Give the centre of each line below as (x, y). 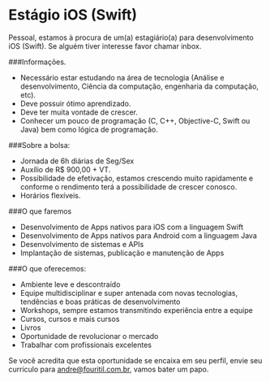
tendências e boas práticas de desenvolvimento (100, 302)
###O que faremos (40, 211)
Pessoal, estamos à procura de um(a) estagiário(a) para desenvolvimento (131, 37)
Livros (30, 328)
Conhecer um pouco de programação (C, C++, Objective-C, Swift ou (135, 120)
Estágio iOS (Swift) (73, 15)
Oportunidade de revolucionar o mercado (89, 336)
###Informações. (37, 62)
